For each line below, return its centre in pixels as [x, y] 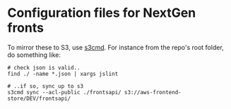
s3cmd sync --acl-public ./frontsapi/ [64, 92]
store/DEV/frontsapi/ [39, 98]
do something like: [34, 55]
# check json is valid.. [44, 68]
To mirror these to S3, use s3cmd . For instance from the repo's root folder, [115, 47]
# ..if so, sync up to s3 [45, 86]
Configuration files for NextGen [102, 13]
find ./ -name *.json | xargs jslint [63, 74]
